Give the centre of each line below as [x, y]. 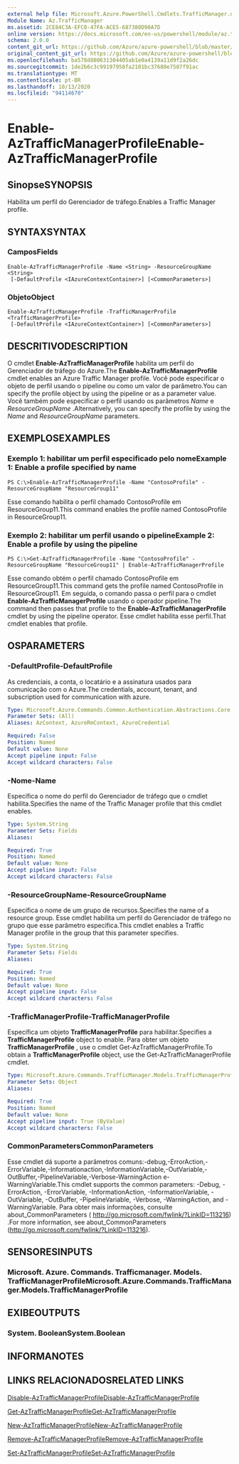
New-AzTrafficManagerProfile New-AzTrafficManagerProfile [95, 1425]
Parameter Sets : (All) [41, 716]
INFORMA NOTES [46, 1356]
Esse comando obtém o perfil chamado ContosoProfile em [93, 578]
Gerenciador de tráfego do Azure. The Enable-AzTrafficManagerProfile [112, 370]
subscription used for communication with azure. [79, 697]
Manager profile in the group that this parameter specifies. [93, 933]
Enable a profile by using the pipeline [73, 544]
